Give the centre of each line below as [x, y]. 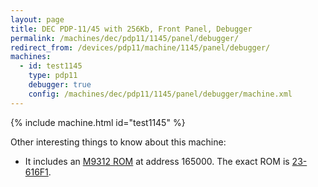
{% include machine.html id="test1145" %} [98, 122]
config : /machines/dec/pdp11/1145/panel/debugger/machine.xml [160, 94]
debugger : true [60, 85]
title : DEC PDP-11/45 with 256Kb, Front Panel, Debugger [131, 29]
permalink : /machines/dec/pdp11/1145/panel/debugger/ [125, 38]
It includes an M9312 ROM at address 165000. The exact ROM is [157, 161]
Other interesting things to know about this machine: [118, 142]
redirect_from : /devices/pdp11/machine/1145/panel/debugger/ [140, 47]
